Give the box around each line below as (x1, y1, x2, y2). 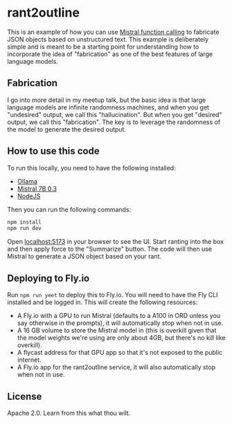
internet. (17, 355, 42, 364)
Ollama (17, 177, 38, 185)
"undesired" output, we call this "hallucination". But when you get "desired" (7, 110, 222, 118)
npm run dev (7, 225, 42, 232)
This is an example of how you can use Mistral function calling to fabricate (7, 28, 220, 36)
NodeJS (17, 192, 41, 200)
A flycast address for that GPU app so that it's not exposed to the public (17, 348, 223, 357)
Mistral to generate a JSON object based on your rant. (7, 252, 161, 260)
